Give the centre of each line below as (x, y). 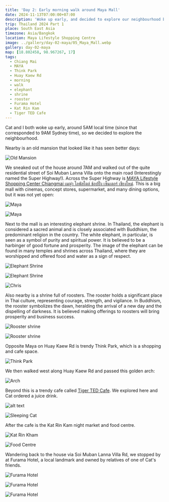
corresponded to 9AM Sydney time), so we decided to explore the (74, 133)
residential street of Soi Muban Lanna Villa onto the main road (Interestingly (83, 173)
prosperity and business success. (40, 316)
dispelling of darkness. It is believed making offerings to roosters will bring (82, 311)
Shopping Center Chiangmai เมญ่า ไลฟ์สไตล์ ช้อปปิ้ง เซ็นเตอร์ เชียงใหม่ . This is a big (83, 183)
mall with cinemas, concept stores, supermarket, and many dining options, (82, 189)
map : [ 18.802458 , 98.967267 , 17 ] (40, 52)
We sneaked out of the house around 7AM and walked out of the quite (78, 168)
